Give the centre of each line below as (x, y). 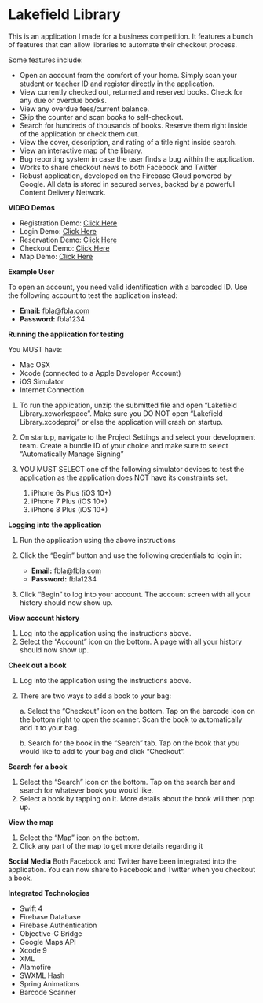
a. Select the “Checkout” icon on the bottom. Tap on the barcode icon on (137, 711)
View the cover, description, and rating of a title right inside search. (128, 142)
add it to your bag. (49, 727)
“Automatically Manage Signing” (71, 454)
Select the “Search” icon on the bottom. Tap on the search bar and (127, 782)
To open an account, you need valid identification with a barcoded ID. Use (128, 287)
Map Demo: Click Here (56, 256)
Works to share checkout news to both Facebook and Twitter (118, 167)
